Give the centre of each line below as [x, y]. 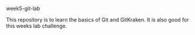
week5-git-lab [23, 8]
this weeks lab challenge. [37, 26]
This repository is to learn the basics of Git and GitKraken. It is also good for [97, 20]
